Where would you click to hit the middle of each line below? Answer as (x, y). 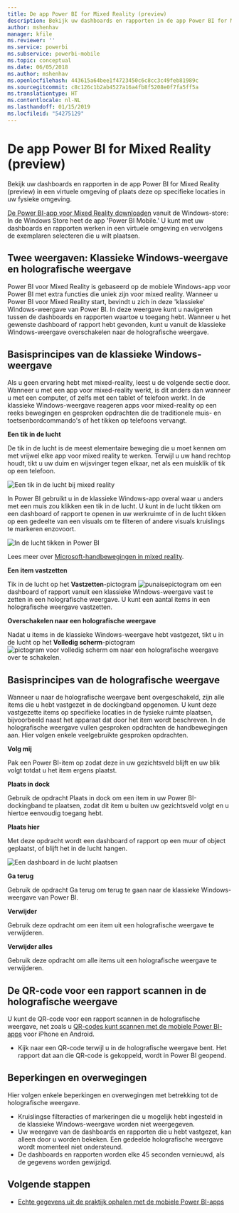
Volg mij (20, 749)
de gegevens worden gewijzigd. (64, 1162)
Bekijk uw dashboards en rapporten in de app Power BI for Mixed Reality (113, 183)
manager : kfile (30, 34)
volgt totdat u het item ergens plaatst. (62, 770)
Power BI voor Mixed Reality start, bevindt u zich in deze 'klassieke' (106, 301)
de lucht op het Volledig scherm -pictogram (71, 643)
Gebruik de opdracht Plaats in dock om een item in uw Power (97, 798)
